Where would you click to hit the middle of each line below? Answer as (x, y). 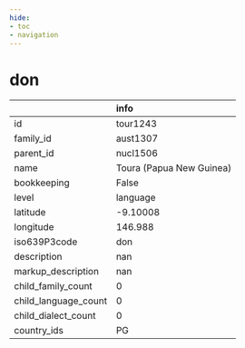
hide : (20, 18)
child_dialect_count (55, 316)
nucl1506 (137, 154)
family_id (33, 139)
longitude (34, 227)
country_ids (39, 331)
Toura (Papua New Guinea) (174, 168)
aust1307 (137, 139)
